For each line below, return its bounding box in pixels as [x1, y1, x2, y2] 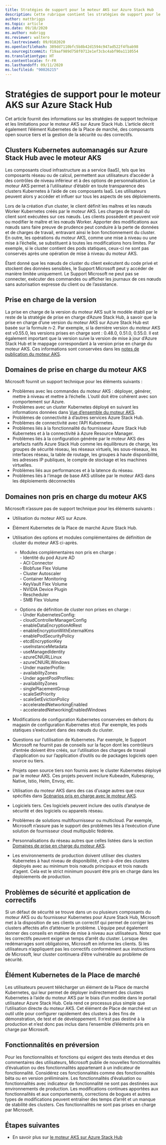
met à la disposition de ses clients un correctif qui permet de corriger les [5, 920, 154, 925]
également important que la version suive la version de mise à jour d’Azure [5, 335, 157, 341]
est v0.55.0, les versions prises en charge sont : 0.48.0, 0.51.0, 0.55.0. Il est [5, 330, 159, 336]
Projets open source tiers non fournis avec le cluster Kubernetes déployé [12, 767, 162, 773]
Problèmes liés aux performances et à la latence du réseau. [12, 468, 134, 474]
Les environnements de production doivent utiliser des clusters [12, 853, 141, 859]
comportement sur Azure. [12, 399, 65, 405]
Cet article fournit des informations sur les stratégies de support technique [5, 115, 158, 122]
